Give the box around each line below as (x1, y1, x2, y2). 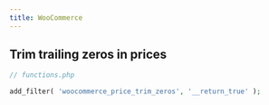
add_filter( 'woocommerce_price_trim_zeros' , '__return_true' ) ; (9, 87, 261, 96)
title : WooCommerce (9, 13, 83, 23)
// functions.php (9, 71, 75, 80)
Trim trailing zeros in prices (9, 47, 168, 62)
